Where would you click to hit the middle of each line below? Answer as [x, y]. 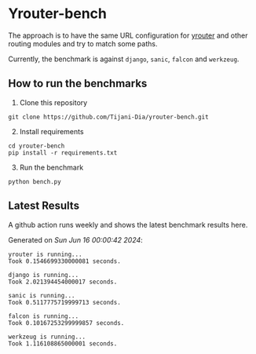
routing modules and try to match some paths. [83, 43]
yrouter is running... [45, 254]
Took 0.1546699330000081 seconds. [65, 261]
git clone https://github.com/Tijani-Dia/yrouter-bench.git [109, 117]
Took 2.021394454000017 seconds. [63, 282]
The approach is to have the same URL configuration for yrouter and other [128, 35]
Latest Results [44, 206]
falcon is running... [44, 316]
